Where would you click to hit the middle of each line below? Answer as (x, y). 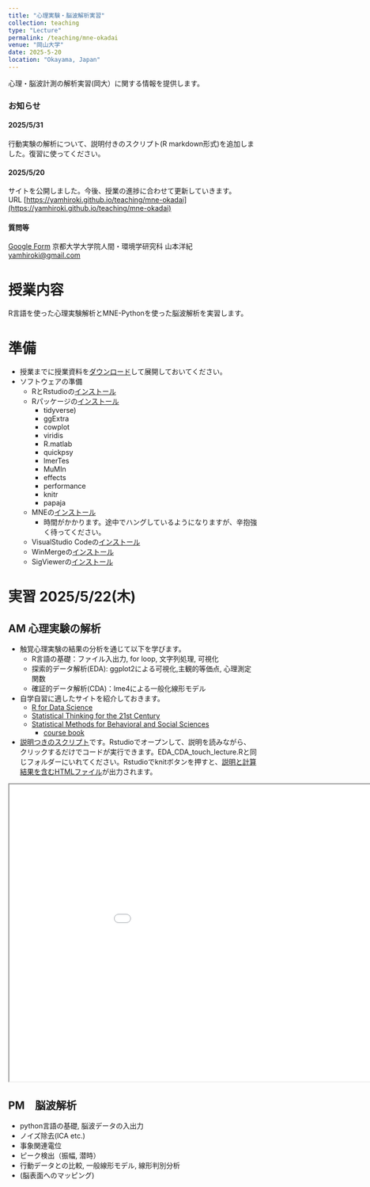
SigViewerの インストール (72, 562)
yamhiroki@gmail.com (44, 255)
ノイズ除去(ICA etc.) (52, 1136)
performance (64, 486)
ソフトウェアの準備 (51, 382)
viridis (53, 436)
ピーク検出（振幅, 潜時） (60, 1156)
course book (64, 733)
